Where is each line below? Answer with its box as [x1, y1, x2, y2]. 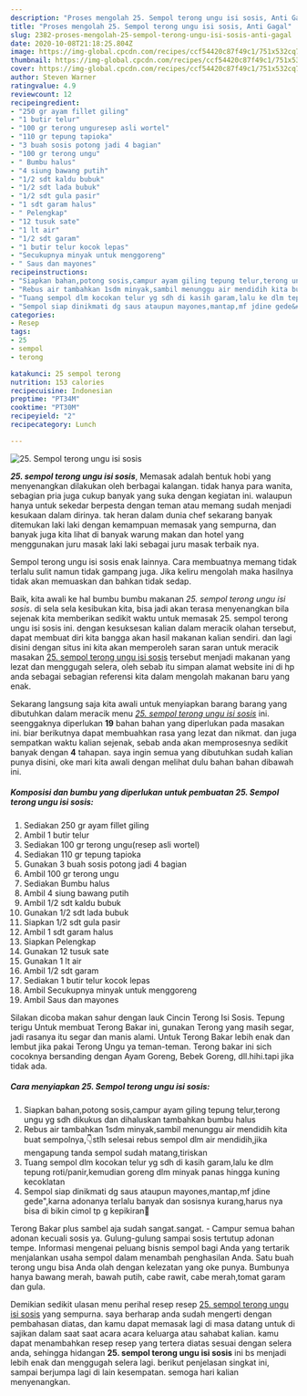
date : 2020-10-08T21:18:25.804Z [10, 38, 133, 48]
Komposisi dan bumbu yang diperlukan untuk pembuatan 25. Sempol [10, 787, 280, 798]
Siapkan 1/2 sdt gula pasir [23, 916, 121, 927]
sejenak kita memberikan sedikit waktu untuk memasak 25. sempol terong [10, 612, 289, 623]
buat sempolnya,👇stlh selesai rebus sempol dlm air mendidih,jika [23, 1133, 268, 1145]
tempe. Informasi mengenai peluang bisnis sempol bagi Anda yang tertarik [10, 1242, 290, 1253]
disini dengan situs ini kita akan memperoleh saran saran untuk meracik [10, 641, 279, 652]
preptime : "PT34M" [10, 394, 80, 404]
